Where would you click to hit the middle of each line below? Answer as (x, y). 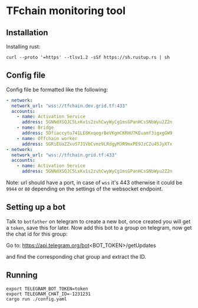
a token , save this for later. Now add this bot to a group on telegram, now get (99, 227)
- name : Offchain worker (47, 138)
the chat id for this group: (37, 234)
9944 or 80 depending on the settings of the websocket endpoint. (85, 189)
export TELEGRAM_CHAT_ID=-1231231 (49, 294)
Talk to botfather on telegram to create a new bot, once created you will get (98, 221)
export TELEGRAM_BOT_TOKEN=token (47, 289)
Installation (27, 33)
